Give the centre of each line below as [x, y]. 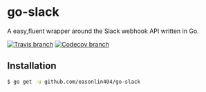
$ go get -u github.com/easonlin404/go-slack [74, 82]
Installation [32, 66]
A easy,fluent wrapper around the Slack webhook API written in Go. [103, 31]
